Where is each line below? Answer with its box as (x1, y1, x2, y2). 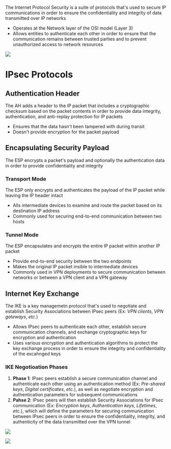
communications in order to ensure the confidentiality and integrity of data (5, 10, 162, 16)
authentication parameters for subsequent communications (12, 391, 138, 397)
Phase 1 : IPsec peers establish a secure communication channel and (12, 375, 157, 381)
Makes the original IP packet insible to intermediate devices (12, 264, 138, 270)
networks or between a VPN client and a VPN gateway (12, 274, 128, 280)
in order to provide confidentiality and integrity (5, 162, 103, 169)
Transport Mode (5, 175, 46, 182)
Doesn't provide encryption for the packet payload (12, 129, 119, 135)
